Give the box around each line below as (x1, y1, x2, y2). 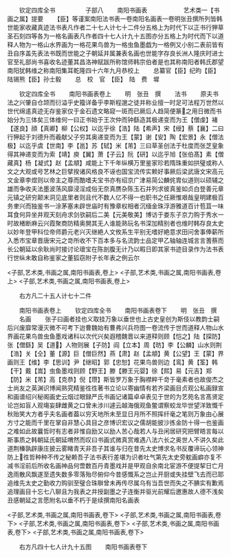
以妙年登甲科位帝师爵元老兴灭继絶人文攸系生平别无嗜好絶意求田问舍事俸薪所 (7, 228, 224, 236)
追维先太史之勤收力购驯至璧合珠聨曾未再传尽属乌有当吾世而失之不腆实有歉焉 (7, 479, 224, 487)
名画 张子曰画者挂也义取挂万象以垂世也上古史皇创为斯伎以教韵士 (19, 315, 214, 323)
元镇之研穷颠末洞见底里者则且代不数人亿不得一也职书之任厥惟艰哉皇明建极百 (7, 193, 224, 202)
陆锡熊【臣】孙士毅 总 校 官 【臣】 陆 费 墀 (7, 75, 159, 83)
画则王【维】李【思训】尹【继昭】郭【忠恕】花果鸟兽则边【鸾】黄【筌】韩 (7, 358, 218, 366)
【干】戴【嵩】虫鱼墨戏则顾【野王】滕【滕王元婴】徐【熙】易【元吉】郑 (7, 367, 212, 375)
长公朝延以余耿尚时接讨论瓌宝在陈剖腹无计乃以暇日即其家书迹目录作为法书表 (7, 245, 224, 253)
